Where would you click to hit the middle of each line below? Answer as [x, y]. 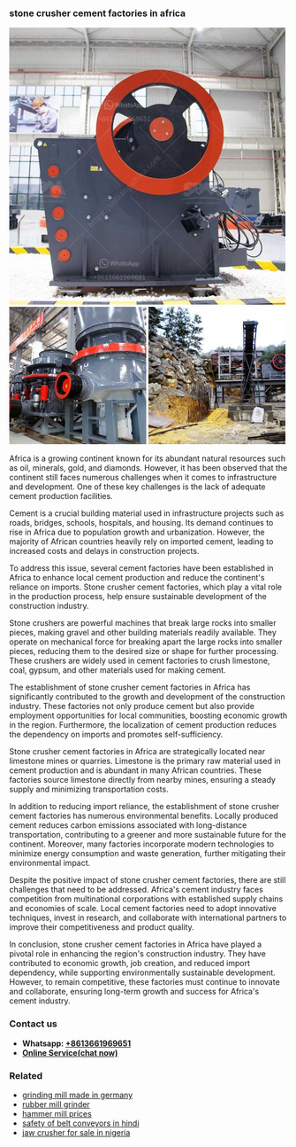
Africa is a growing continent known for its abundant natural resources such [148, 458]
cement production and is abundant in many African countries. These [136, 770]
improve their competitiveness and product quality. [102, 927]
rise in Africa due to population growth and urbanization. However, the [137, 532]
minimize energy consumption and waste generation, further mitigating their [148, 854]
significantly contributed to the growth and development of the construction [147, 697]
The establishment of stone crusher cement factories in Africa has [130, 687]
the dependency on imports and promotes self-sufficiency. [116, 735]
